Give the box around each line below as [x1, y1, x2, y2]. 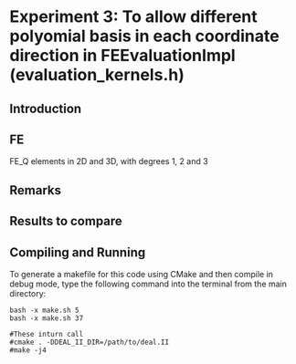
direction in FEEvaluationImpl [9, 46, 236, 66]
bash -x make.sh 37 [9, 313, 84, 323]
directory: [9, 287, 47, 298]
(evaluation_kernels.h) [9, 65, 185, 86]
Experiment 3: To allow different [9, 6, 258, 27]
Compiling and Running [9, 244, 146, 260]
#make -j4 [9, 345, 48, 355]
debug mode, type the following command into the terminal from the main [9, 278, 288, 289]
